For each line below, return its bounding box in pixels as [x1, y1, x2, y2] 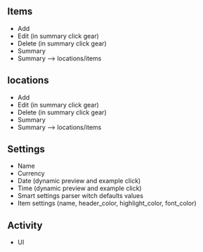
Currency [17, 169, 45, 178]
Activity [7, 219, 44, 231]
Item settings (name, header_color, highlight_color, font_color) [17, 199, 197, 208]
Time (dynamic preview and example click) [17, 184, 142, 192]
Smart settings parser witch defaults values [17, 192, 144, 200]
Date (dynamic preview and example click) [17, 177, 141, 185]
